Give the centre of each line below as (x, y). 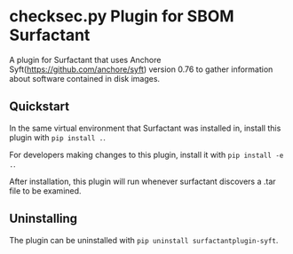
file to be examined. (45, 190)
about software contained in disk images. (85, 78)
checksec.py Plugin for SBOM (122, 16)
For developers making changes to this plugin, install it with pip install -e (146, 155)
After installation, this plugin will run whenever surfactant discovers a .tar (143, 181)
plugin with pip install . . (58, 137)
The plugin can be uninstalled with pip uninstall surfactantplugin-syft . (144, 240)
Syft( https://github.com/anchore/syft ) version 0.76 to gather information (141, 69)
